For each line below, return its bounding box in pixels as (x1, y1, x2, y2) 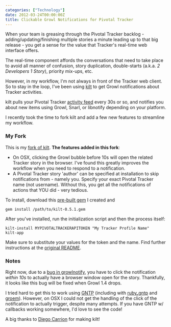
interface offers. (5, 47, 39, 54)
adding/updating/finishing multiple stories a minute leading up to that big (5, 36, 158, 43)
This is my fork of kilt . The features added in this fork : (5, 144, 120, 150)
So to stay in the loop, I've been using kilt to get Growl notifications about (5, 84, 159, 90)
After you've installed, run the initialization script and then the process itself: (5, 216, 165, 222)
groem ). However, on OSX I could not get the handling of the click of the (5, 295, 157, 301)
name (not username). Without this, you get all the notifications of (12, 181, 151, 188)
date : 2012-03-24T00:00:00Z (5, 12, 65, 17)
